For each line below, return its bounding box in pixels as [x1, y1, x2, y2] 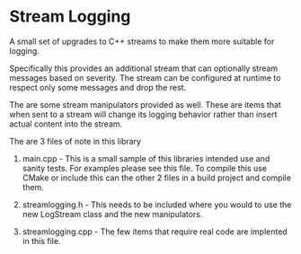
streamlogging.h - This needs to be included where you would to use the [22, 199, 292, 210]
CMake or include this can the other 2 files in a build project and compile [22, 172, 292, 183]
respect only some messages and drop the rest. [9, 82, 187, 92]
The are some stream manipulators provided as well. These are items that [9, 99, 281, 109]
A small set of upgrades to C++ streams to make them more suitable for [9, 36, 275, 47]
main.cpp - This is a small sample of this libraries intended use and [22, 153, 270, 163]
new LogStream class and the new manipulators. [22, 208, 203, 219]
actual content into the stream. [9, 118, 123, 129]
